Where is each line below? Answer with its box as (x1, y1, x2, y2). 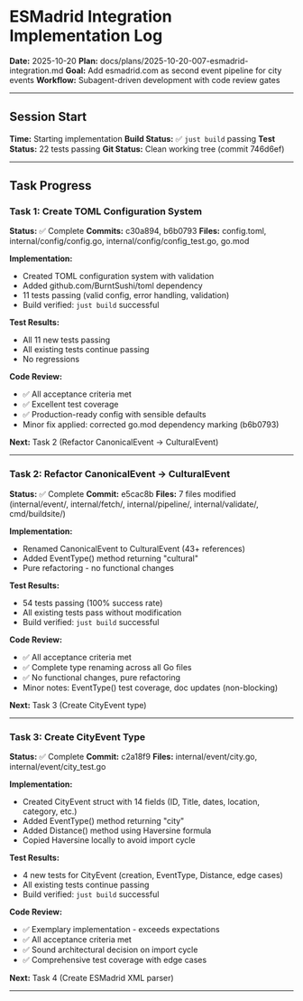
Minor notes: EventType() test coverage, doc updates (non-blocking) (22, 682, 279, 693)
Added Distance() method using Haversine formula (22, 825, 212, 837)
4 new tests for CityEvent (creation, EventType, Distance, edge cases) (22, 870, 284, 881)
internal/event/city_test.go (9, 762, 106, 772)
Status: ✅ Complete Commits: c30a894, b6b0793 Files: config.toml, (9, 226, 267, 237)
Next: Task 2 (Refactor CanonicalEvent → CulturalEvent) (9, 436, 219, 448)
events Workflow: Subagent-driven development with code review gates (9, 74, 280, 85)
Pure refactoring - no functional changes (22, 562, 174, 573)
